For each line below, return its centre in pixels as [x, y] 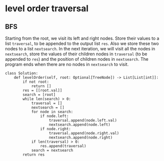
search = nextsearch [52, 150]
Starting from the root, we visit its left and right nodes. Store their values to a [82, 38]
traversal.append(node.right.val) [84, 133]
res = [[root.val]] [43, 91]
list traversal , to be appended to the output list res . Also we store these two [82, 44]
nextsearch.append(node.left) [80, 125]
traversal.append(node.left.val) [83, 120]
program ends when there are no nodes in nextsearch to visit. [67, 64]
